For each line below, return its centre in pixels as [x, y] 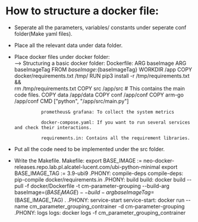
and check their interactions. [53, 127]
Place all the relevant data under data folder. [68, 45]
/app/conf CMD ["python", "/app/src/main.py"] [71, 101]
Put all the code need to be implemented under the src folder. [89, 149]
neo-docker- [159, 160]
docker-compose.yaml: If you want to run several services [116, 122]
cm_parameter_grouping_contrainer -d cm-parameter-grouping [107, 206]
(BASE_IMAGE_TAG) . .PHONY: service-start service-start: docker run [99, 200]
